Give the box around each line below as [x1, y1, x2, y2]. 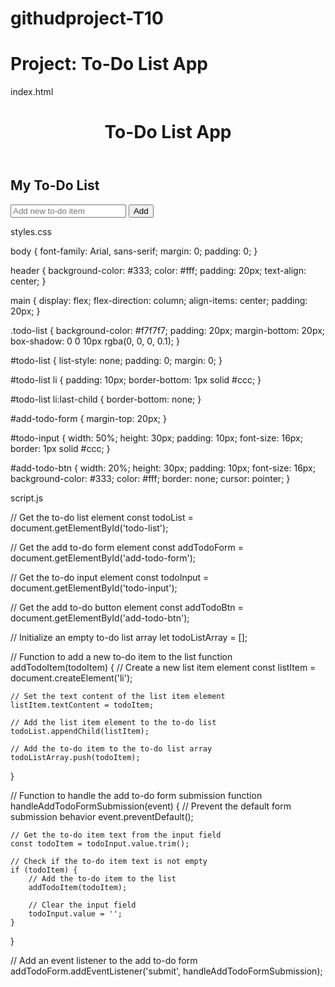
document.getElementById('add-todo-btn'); [10, 612, 190, 624]
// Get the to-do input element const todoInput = [10, 571, 210, 583]
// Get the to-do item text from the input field [10, 830, 222, 840]
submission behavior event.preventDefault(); [10, 810, 194, 822]
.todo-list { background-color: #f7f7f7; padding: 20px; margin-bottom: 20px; [10, 324, 326, 336]
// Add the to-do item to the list [28, 873, 177, 884]
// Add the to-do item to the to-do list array [10, 743, 213, 754]
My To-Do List [10, 177, 100, 194]
